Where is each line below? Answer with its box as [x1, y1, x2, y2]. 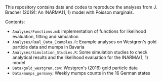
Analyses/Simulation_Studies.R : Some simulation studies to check [12, 49, 148, 55]
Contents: [5, 19, 25, 25]
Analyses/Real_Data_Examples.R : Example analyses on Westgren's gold [12, 39, 157, 45]
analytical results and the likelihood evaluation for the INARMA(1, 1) [12, 54, 148, 60]
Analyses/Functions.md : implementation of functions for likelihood [12, 28, 146, 34]
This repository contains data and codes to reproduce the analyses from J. [5, 4, 157, 10]
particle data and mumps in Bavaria [12, 44, 85, 50]
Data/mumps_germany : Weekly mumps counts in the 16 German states [12, 70, 151, 76]
